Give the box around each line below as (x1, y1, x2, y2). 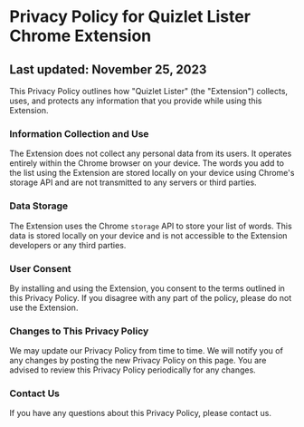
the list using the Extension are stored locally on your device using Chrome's (9, 168, 295, 179)
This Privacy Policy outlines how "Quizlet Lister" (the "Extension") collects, (9, 86, 288, 96)
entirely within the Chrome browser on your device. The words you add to (9, 158, 285, 169)
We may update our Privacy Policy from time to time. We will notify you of (9, 345, 283, 356)
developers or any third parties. (9, 239, 127, 250)
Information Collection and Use (9, 127, 149, 140)
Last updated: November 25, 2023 (9, 62, 207, 77)
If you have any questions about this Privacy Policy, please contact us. (9, 408, 271, 419)
